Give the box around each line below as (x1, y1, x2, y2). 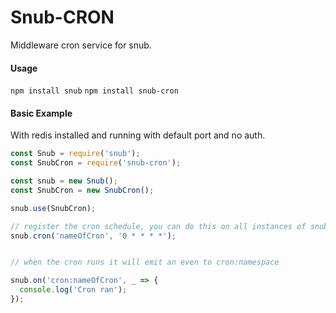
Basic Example (10, 107, 73, 119)
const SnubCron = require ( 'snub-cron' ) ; (10, 158, 182, 168)
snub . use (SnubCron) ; (10, 203, 97, 213)
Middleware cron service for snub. (10, 39, 152, 51)
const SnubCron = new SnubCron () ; (10, 185, 155, 195)
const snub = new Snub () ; (10, 176, 118, 186)
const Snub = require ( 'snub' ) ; (10, 149, 141, 159)
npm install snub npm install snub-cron (10, 86, 179, 96)
